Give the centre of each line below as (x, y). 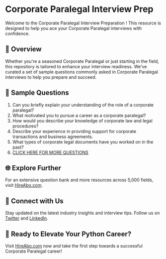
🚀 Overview (23, 49)
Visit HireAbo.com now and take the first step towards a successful (74, 246)
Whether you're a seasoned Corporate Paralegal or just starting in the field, (82, 61)
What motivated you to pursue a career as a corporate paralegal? (79, 115)
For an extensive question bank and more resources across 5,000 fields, (79, 180)
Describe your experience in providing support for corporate (74, 131)
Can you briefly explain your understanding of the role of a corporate (83, 105)
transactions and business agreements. (53, 136)
